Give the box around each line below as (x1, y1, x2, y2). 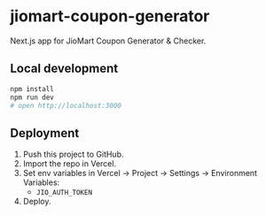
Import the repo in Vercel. (22, 158, 117, 169)
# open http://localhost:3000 (10, 101, 122, 110)
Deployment (10, 126, 80, 141)
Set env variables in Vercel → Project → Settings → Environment (22, 168, 258, 179)
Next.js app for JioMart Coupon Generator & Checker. (10, 35, 207, 46)
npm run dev (10, 93, 54, 102)
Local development (10, 61, 119, 76)
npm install (10, 84, 54, 94)
